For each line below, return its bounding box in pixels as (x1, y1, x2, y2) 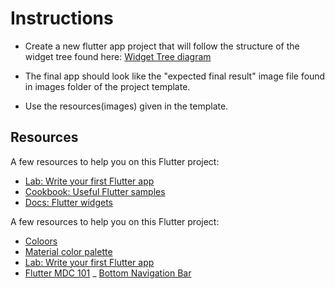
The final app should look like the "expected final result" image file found (24, 70, 326, 82)
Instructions (10, 7, 114, 30)
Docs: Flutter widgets (24, 196, 113, 208)
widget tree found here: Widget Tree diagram (24, 50, 212, 62)
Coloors (24, 235, 58, 247)
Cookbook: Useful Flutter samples (24, 185, 166, 197)
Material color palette (24, 245, 113, 257)
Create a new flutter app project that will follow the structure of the (24, 40, 300, 52)
